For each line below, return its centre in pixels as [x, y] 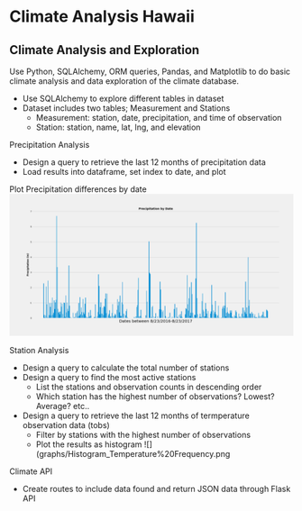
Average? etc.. [63, 406]
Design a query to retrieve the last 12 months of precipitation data [144, 162]
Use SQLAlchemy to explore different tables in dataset [123, 98]
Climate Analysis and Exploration [105, 50]
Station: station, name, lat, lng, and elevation [118, 127]
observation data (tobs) [66, 425]
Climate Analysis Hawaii [102, 17]
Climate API [31, 471]
